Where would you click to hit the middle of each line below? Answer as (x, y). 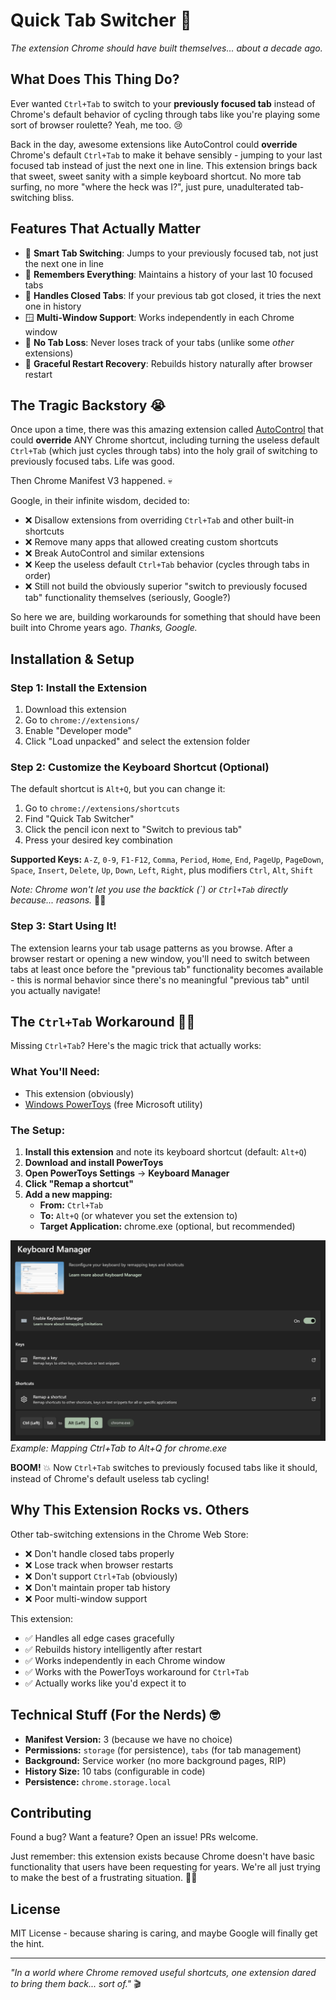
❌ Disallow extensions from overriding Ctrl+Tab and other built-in (159, 520)
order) (38, 576)
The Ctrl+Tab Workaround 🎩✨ (103, 1022)
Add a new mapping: (68, 1195)
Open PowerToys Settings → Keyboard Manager (127, 1173)
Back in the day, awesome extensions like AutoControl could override (154, 144)
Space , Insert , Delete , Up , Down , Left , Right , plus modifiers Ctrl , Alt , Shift (162, 870)
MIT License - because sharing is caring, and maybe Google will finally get (164, 1933)
